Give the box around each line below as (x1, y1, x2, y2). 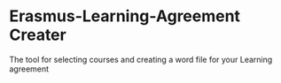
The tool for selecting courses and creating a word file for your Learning (9, 54, 273, 64)
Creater (9, 25, 66, 45)
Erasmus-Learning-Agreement (9, 6, 241, 26)
